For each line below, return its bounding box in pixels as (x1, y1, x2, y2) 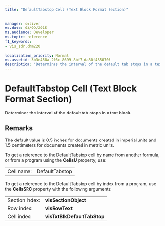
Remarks (5, 124, 33, 133)
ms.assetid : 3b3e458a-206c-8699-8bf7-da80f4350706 (5, 57, 111, 62)
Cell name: (7, 168, 32, 175)
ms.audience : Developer (5, 30, 54, 35)
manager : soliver (5, 21, 41, 26)
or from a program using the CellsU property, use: (5, 157, 107, 163)
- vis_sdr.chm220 (5, 44, 41, 49)
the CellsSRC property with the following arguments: (5, 186, 112, 192)
